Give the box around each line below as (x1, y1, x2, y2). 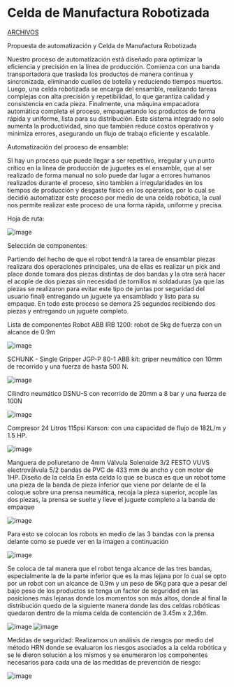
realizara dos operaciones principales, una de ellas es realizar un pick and (7, 262, 221, 270)
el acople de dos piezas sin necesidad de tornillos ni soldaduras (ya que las (7, 277, 225, 286)
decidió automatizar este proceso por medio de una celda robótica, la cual (7, 193, 221, 202)
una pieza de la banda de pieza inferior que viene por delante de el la (7, 480, 207, 489)
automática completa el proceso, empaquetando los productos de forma (7, 107, 216, 115)
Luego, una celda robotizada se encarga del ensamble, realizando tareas (7, 84, 217, 93)
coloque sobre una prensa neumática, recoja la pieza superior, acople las (7, 487, 218, 496)
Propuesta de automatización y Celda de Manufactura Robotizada (7, 41, 197, 50)
